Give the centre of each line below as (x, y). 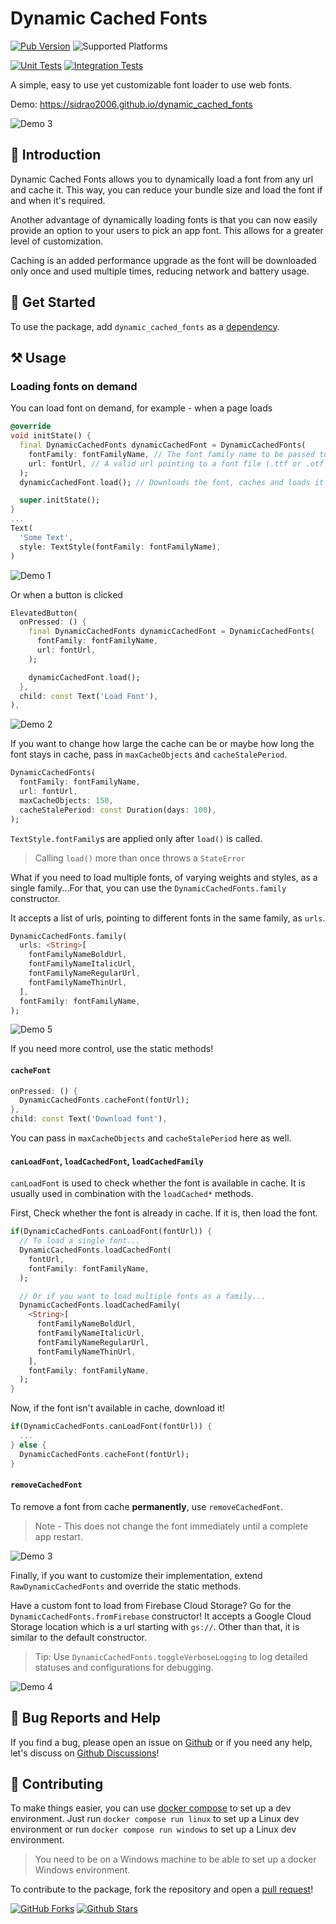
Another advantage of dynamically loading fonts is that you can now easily (164, 219)
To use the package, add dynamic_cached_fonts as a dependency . (145, 326)
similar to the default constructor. (79, 1637)
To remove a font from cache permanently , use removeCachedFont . (147, 1506)
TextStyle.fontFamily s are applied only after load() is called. (136, 838)
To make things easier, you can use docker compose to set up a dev (151, 1808)
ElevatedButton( (44, 613)
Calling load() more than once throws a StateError (140, 858)
